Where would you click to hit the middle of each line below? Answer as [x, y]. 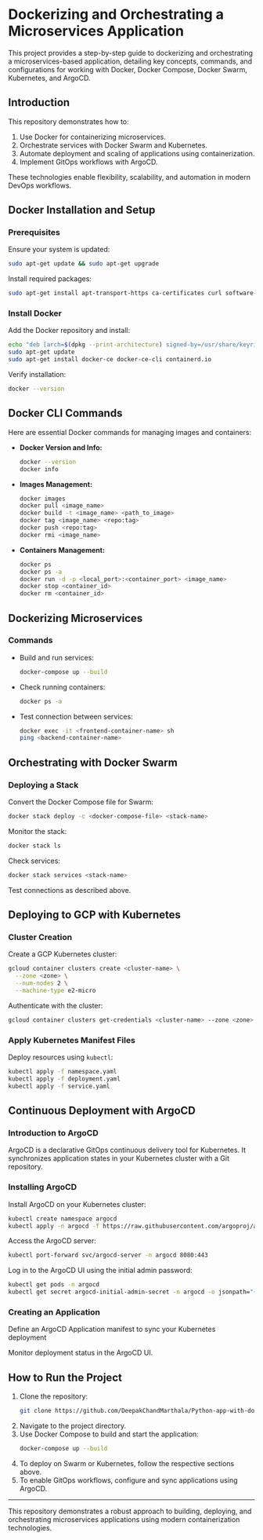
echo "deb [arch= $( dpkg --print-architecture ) [85, 345]
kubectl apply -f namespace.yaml [63, 1072]
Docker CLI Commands [65, 413]
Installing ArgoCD [42, 1187]
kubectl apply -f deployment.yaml [65, 1079]
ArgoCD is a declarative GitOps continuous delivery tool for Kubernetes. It [127, 1150]
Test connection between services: [76, 716]
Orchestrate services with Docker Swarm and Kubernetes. [113, 145]
